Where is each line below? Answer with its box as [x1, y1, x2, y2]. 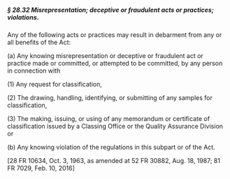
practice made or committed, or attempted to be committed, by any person [7, 59, 223, 67]
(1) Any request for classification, [7, 80, 103, 88]
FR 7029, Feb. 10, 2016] [7, 164, 75, 172]
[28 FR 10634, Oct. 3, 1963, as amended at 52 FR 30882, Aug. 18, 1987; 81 [7, 156, 220, 164]
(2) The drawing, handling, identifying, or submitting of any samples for [7, 93, 213, 101]
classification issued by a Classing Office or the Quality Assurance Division [7, 122, 224, 130]
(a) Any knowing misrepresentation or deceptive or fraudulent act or [7, 51, 204, 59]
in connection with [7, 66, 61, 75]
